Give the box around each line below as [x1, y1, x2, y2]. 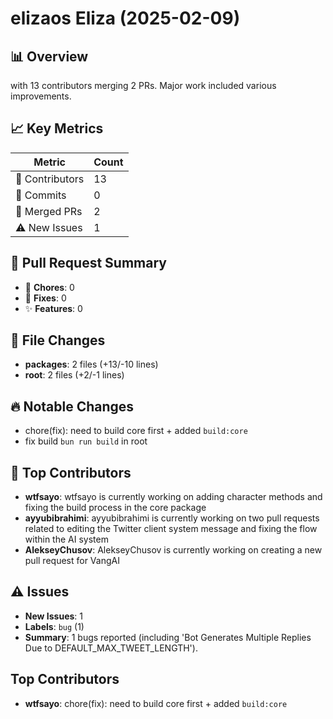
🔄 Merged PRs [15, 204, 83, 218]
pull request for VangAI [24, 555, 120, 567]
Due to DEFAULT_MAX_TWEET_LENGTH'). [24, 642, 198, 654]
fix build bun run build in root [24, 435, 148, 447]
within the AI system [24, 533, 109, 546]
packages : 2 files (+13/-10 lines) [24, 358, 159, 371]
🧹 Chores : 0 [24, 281, 75, 293]
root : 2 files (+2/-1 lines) [24, 369, 125, 381]
